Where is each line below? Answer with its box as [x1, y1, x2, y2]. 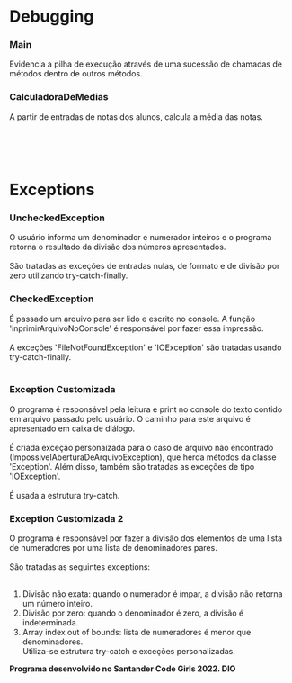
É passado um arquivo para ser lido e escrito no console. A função [9, 313, 256, 324]
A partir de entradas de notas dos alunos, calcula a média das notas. [9, 111, 263, 122]
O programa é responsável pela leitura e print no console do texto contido [9, 403, 283, 415]
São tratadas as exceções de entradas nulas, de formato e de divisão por [9, 261, 280, 272]
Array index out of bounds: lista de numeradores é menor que [22, 627, 252, 638]
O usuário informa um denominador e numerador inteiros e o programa [9, 232, 272, 243]
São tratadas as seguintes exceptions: [9, 562, 151, 572]
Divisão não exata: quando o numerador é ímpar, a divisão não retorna [22, 589, 283, 599]
